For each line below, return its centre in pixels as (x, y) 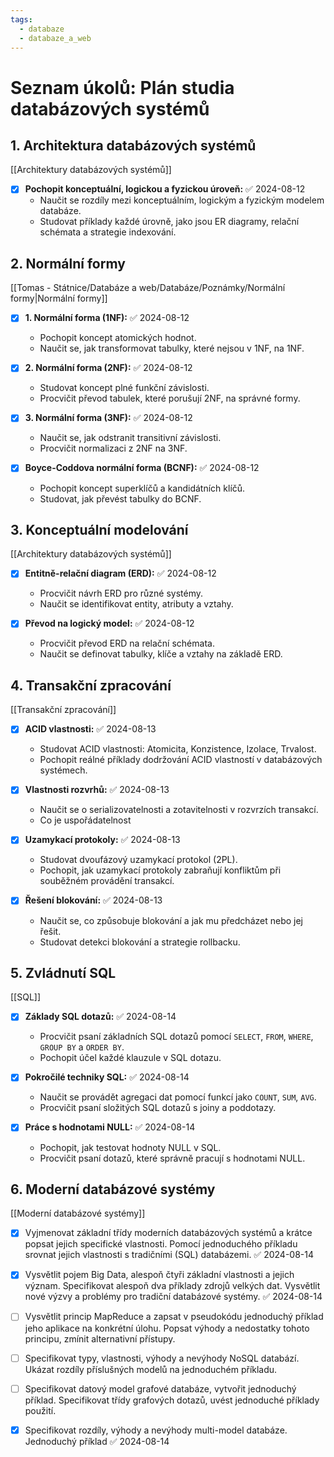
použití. (40, 1410)
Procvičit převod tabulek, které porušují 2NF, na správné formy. (170, 398)
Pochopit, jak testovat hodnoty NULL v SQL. (130, 1147)
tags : (21, 19)
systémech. (63, 770)
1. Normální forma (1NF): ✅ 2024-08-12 (107, 318)
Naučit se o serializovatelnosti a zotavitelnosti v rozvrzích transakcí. (179, 810)
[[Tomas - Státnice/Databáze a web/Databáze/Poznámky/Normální (148, 288)
